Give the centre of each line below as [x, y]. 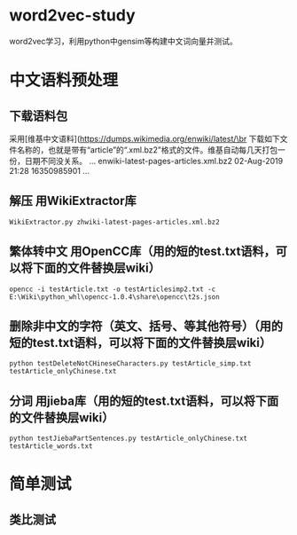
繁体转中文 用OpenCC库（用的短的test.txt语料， [143, 252]
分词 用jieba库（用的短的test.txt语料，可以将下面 [144, 401]
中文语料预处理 [64, 80]
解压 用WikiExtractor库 [73, 201]
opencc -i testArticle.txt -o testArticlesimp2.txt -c [113, 289]
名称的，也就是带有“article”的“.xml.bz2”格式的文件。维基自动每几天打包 [147, 149]
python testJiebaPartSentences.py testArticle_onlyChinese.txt [129, 439]
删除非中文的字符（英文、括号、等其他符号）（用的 [146, 326]
